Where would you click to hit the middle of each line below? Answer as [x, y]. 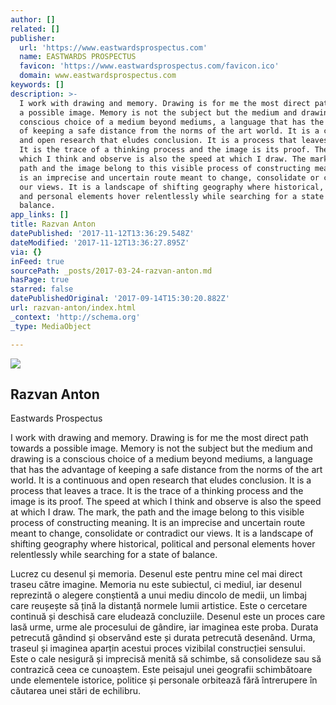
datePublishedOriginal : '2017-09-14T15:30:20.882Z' [120, 299]
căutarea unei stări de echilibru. [76, 691]
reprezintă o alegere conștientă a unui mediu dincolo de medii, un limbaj [158, 595]
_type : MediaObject [51, 326]
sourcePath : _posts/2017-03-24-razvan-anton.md [111, 271]
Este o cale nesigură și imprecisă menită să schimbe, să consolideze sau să [166, 659]
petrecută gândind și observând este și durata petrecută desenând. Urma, [163, 638]
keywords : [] [37, 85]
